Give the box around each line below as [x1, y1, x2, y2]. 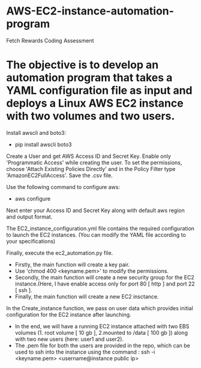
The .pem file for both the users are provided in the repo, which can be [14, 341, 190, 349]
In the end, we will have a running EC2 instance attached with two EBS [14, 322, 190, 329]
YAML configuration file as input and [6, 84, 193, 98]
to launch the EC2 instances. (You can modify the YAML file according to [6, 231, 186, 239]
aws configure [14, 195, 51, 202]
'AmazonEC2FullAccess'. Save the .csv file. [6, 172, 113, 179]
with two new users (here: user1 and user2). [14, 335, 124, 343]
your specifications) [6, 237, 56, 245]
